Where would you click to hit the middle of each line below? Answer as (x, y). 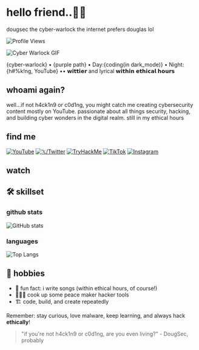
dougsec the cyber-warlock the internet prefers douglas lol (80, 29)
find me (21, 137)
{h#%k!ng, (20, 71)
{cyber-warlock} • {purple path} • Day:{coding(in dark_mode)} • (87, 64)
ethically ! (18, 322)
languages (22, 241)
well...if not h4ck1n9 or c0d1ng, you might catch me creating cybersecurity (100, 105)
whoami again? (36, 90)
